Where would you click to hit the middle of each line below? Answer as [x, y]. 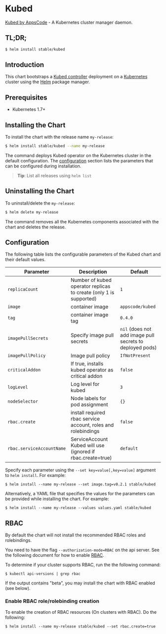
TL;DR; [16, 38]
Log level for [85, 384]
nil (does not [136, 329]
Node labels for [88, 398]
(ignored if [83, 452]
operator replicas [91, 286]
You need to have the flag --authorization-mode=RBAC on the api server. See [82, 550]
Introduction [25, 65]
